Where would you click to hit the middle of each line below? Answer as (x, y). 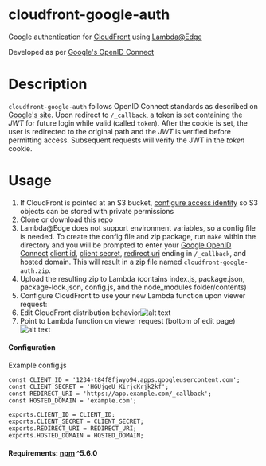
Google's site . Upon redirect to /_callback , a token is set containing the (125, 115)
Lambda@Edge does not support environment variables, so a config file (138, 227)
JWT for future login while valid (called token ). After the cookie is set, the (128, 123)
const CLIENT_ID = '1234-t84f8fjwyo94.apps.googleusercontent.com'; (124, 380)
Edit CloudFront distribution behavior (80, 313)
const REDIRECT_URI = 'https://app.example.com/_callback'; (110, 394)
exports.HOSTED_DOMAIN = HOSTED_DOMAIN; (76, 436)
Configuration (32, 348)
